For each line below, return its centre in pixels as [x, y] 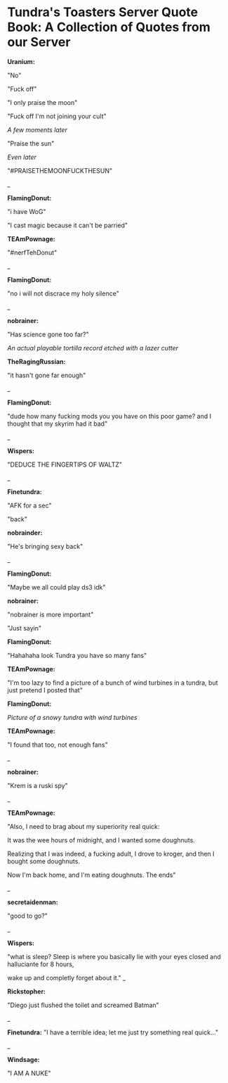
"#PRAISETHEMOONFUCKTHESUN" [60, 170]
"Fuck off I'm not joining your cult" [57, 116]
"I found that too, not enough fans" [58, 745]
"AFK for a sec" [29, 505]
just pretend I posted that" [45, 690]
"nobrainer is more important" [51, 614]
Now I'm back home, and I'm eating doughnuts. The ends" [92, 875]
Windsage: [24, 1059]
